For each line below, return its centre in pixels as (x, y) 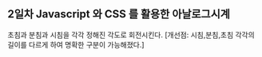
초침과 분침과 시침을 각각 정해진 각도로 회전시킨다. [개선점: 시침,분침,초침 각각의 (131, 35)
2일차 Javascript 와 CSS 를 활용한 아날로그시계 (119, 14)
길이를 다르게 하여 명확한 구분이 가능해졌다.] (76, 44)
